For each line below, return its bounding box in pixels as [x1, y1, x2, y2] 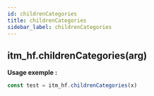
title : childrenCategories [7, 17, 87, 24]
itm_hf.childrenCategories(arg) [7, 49, 147, 61]
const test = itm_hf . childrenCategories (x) [7, 82, 138, 89]
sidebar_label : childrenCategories [7, 23, 112, 30]
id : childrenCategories [7, 10, 78, 18]
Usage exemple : [7, 68, 58, 77]
